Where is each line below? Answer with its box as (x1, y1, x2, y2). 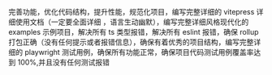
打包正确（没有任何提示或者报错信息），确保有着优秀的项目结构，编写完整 (8, 37, 254, 47)
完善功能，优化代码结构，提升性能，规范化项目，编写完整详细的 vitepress (8, 7, 255, 16)
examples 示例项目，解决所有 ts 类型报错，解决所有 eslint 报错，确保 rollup (8, 27, 259, 36)
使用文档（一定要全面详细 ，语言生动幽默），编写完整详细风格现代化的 (15, 17, 249, 27)
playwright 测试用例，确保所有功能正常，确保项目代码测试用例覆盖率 (24, 48, 254, 56)
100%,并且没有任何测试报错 (17, 57, 110, 67)
